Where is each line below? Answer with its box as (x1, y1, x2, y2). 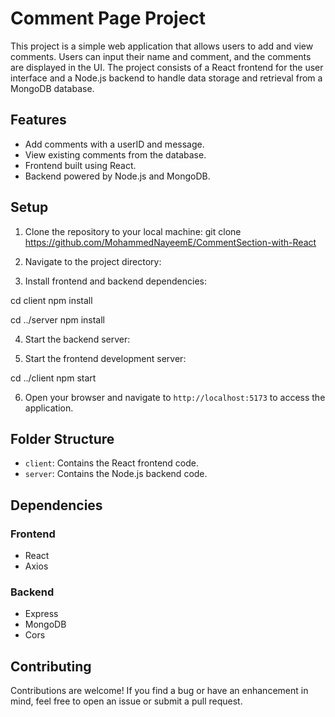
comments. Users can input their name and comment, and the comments (10, 50, 312, 62)
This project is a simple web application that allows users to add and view (10, 40, 314, 52)
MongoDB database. (10, 82, 95, 94)
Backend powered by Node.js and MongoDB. (24, 170, 211, 182)
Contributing (10, 658, 92, 675)
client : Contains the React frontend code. (24, 457, 199, 469)
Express (24, 608, 59, 620)
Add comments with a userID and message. (24, 138, 205, 150)
